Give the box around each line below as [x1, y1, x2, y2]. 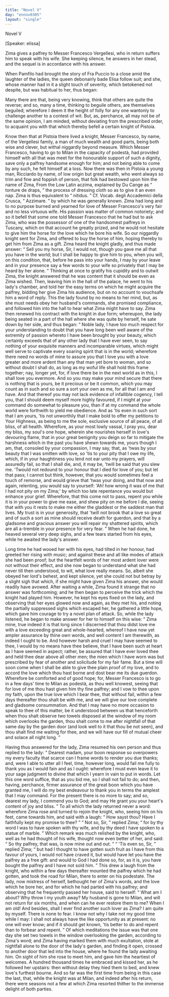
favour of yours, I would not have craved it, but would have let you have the [5, 852, 162, 858]
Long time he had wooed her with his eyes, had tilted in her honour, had [5, 546, 154, 552]
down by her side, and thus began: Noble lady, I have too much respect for [5, 322, 164, 328]
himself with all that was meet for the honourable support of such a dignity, [5, 155, 161, 161]
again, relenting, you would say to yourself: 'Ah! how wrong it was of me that [5, 483, 164, 489]
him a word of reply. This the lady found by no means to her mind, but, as [5, 294, 157, 301]
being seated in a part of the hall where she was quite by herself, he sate [5, 316, 156, 322]
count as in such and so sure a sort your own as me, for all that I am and [5, 386, 155, 392]
